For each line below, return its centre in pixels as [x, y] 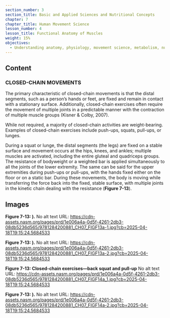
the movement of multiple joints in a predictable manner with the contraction [85, 110]
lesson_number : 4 [24, 29]
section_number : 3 [25, 10]
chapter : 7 [17, 19]
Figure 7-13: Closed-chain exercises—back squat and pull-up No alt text [82, 268]
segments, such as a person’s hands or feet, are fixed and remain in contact [84, 99]
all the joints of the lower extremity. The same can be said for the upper [80, 167]
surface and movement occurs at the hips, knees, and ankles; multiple [78, 151]
